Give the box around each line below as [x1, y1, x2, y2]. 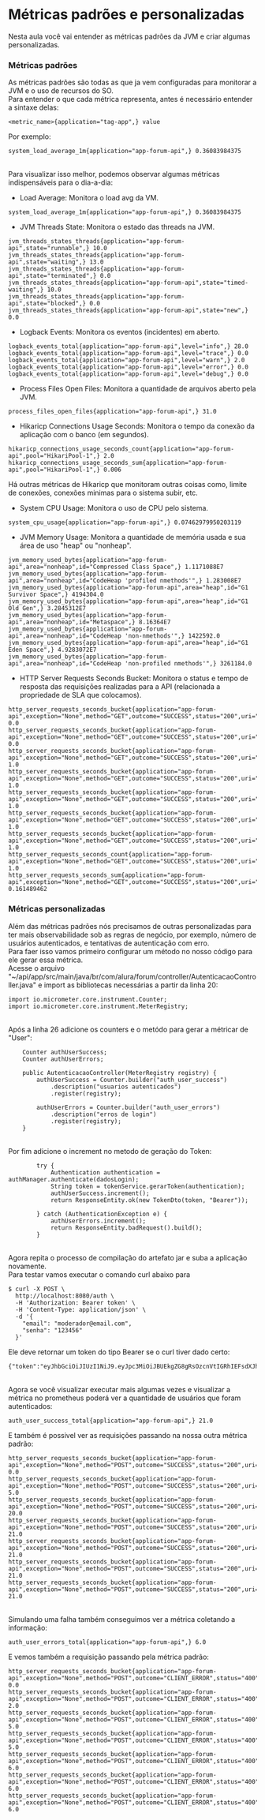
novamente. [8, 1261, 47, 1271]
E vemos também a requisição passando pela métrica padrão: [8, 1652, 209, 1661]
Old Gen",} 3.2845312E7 [8, 605, 87, 612]
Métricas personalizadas [8, 904, 106, 915]
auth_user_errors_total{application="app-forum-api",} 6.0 [8, 1638, 207, 1646]
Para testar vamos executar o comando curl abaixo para [8, 1269, 191, 1279]
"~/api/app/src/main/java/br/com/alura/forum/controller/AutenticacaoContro [8, 972, 256, 981]
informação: [8, 1623, 47, 1632]
